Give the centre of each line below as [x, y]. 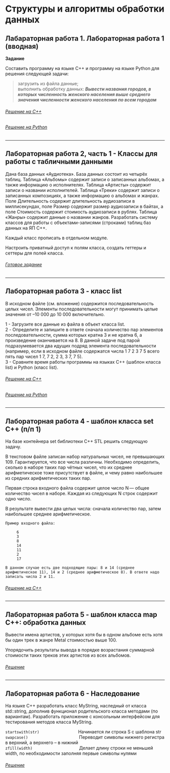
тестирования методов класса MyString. [49, 722]
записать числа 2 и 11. [30, 577]
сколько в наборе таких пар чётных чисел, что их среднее [69, 467]
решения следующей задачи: [37, 74]
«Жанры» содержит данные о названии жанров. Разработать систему [81, 217]
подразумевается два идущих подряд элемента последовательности [81, 345]
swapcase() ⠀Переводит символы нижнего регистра [85, 737]
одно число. [18, 499]
